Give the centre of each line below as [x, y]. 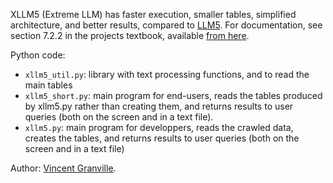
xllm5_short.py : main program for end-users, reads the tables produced [173, 95]
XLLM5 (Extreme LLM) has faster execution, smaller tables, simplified [153, 14]
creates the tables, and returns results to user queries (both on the [162, 138]
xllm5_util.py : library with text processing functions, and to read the [167, 74]
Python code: [38, 55]
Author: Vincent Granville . [63, 168]
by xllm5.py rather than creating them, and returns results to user [159, 106]
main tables [48, 85]
